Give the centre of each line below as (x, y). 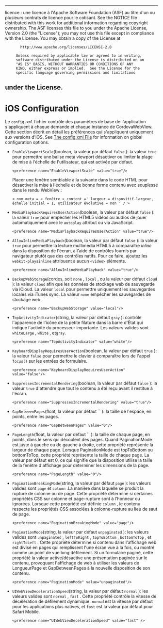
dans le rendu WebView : (37, 190)
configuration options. (27, 142)
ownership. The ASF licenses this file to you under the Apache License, (76, 28)
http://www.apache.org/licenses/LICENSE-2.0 (66, 47)
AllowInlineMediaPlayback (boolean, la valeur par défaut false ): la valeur (85, 241)
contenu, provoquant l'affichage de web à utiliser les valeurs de (76, 563)
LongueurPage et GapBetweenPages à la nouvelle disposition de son (81, 568)
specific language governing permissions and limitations (76, 73)
